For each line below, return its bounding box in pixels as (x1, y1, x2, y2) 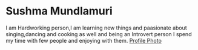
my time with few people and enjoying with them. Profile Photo (5, 37, 162, 44)
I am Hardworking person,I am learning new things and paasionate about (5, 24, 187, 31)
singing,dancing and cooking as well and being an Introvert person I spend (5, 30, 192, 37)
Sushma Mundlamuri (5, 4, 113, 18)
